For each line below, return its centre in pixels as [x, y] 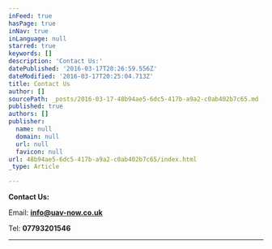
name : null [34, 129]
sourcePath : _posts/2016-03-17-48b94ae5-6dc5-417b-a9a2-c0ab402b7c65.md [134, 99]
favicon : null [39, 152]
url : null [32, 144]
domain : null [38, 136]
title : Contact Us [39, 84]
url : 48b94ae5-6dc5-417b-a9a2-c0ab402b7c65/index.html [103, 159]
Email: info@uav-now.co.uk [55, 213]
